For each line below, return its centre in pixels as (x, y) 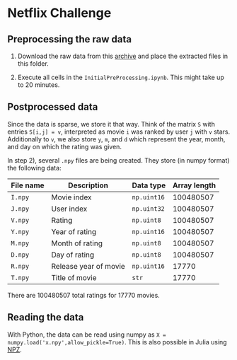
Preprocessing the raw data (70, 39)
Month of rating (77, 243)
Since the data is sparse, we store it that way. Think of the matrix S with (111, 124)
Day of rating (73, 255)
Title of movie (74, 277)
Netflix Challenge (59, 13)
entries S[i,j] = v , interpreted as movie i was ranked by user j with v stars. (119, 132)
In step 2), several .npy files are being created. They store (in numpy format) (118, 160)
